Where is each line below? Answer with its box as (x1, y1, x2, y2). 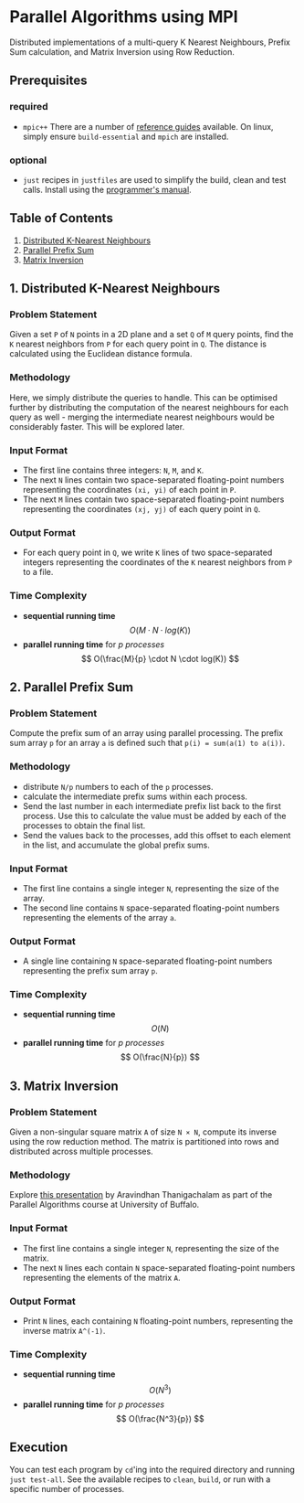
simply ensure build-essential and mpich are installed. (22, 131, 229, 142)
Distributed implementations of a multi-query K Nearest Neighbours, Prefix (9, 37, 290, 48)
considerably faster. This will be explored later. (9, 421, 185, 432)
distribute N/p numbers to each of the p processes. (22, 781, 214, 792)
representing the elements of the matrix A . (22, 1272, 181, 1283)
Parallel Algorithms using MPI (9, 6, 239, 27)
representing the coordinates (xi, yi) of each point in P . (22, 485, 237, 496)
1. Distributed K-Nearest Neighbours (9, 281, 221, 296)
